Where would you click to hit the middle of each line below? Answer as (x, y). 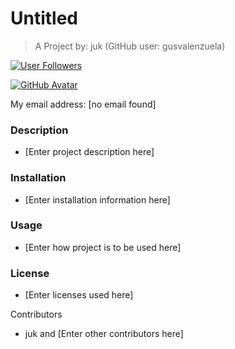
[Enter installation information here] (97, 199)
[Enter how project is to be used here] (103, 247)
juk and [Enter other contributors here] (104, 334)
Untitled (44, 18)
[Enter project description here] (89, 152)
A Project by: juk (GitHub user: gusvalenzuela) (130, 46)
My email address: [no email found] (83, 104)
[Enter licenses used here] (79, 295)
